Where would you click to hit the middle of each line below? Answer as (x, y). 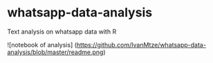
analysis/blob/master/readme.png (55, 52)
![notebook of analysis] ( (42, 45)
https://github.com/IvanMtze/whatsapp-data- (141, 45)
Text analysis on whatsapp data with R (62, 32)
